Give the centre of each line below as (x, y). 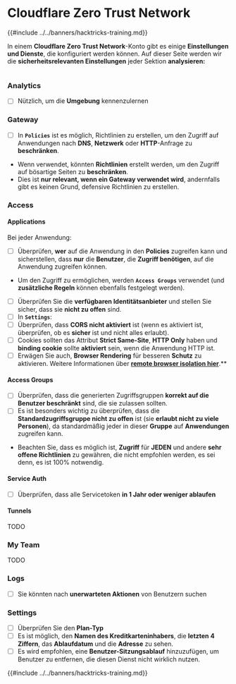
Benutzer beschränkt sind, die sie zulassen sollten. (92, 403)
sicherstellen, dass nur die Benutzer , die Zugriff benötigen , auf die (116, 259)
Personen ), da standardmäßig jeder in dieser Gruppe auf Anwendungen (123, 426)
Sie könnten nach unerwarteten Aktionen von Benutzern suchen (112, 594)
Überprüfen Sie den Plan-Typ (61, 628)
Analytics (24, 85)
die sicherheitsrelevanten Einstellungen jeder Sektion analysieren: (106, 61)
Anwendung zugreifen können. (62, 267)
